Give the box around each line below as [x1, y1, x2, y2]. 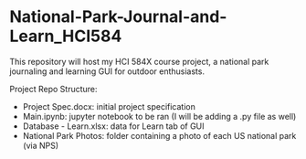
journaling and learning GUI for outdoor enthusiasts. [9, 66, 206, 77]
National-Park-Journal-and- [9, 6, 227, 27]
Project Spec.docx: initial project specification [22, 101, 196, 111]
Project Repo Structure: [9, 83, 98, 94]
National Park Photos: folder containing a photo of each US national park [22, 130, 297, 141]
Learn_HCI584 [9, 26, 122, 47]
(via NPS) [22, 140, 59, 151]
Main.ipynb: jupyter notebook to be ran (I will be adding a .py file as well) [22, 111, 297, 122]
